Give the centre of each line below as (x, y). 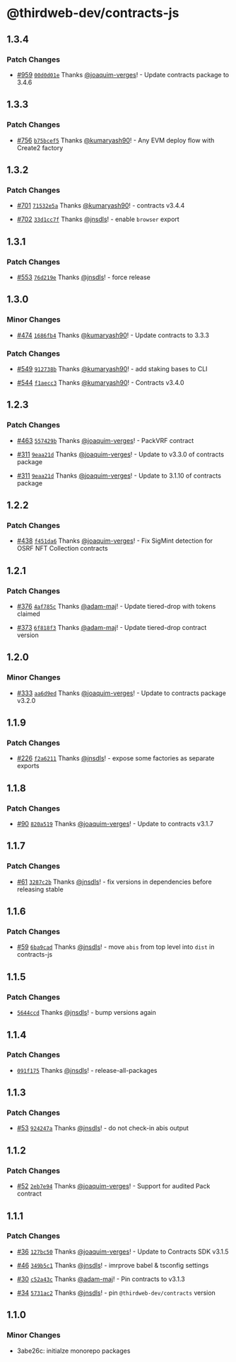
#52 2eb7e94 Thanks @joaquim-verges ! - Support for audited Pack (113, 1186)
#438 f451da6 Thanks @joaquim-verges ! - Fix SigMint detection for (115, 541)
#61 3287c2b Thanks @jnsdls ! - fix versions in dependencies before (114, 882)
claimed (28, 614)
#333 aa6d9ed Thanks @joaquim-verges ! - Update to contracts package (122, 693)
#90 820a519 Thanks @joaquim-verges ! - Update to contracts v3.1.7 (115, 824)
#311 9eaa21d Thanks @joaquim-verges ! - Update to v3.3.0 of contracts (120, 454)
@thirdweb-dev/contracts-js (93, 13)
